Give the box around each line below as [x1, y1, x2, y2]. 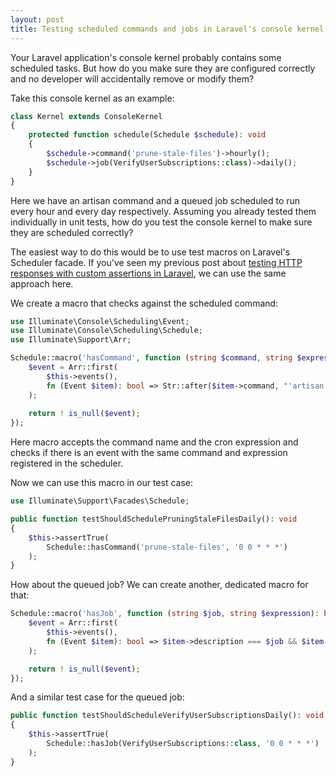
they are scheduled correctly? [10, 226, 134, 238]
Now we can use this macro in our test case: [10, 477, 194, 489]
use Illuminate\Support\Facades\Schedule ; [10, 496, 190, 506]
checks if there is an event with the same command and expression [10, 447, 288, 459]
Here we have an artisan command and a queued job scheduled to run [10, 194, 301, 206]
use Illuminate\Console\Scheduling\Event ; [10, 316, 190, 326]
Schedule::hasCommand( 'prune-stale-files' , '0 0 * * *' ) [46, 542, 288, 552]
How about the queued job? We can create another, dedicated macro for [10, 579, 309, 591]
